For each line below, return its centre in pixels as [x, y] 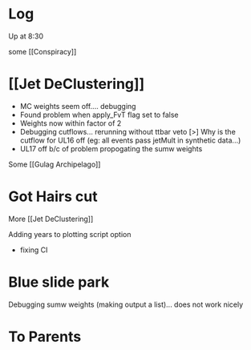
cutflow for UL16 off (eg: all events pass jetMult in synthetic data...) [130, 140]
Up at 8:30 [26, 36]
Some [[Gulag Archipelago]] [55, 164]
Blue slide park [59, 282]
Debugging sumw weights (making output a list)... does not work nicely [126, 304]
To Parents [45, 336]
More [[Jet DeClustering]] [51, 219]
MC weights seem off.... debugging [78, 106]
